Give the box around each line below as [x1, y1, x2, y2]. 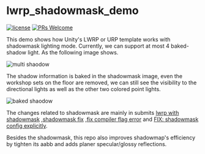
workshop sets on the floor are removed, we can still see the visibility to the [6, 79, 197, 86]
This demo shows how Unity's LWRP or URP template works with [6, 35, 171, 43]
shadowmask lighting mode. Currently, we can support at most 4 [6, 42, 170, 50]
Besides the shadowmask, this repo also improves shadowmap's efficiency [6, 134, 196, 141]
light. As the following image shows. [27, 48, 119, 56]
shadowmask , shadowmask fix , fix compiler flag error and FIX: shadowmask [6, 116, 199, 123]
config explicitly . [6, 122, 48, 129]
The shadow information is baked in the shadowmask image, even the [6, 72, 182, 79]
